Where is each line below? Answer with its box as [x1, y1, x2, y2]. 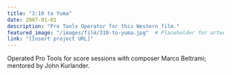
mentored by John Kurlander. [7, 62, 90, 70]
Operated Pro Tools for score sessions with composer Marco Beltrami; [7, 54, 206, 62]
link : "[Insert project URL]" [7, 36, 94, 42]
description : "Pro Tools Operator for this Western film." [7, 23, 180, 29]
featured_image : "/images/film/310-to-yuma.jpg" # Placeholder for [7, 29, 208, 36]
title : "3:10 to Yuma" [7, 10, 72, 17]
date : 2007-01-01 [7, 16, 57, 23]
